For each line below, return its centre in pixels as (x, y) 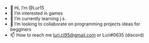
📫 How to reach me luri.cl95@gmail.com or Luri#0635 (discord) (77, 35)
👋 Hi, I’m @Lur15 (27, 8)
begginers (21, 29)
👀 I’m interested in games (36, 13)
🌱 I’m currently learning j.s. (38, 18)
